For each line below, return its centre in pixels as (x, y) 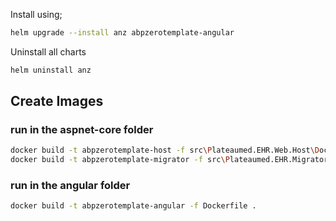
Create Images (57, 101)
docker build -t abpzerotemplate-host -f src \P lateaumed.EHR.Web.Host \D (165, 150)
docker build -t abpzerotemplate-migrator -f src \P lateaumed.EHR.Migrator (169, 160)
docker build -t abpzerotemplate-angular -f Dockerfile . (133, 206)
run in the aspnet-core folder (82, 130)
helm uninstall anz (51, 70)
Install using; (36, 14)
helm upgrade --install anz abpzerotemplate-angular (122, 33)
